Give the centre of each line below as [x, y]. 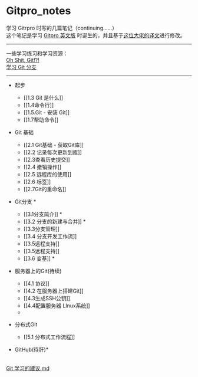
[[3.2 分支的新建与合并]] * [55, 221]
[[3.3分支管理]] [42, 229]
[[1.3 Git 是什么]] [43, 97]
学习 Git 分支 [22, 67]
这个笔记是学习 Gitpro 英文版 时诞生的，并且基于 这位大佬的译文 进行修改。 [96, 35]
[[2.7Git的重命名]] [45, 189]
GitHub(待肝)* [32, 349]
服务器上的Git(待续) [38, 271]
